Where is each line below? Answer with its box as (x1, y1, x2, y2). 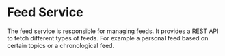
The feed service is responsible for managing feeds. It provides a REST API (7, 27, 219, 35)
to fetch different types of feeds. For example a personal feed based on (7, 34, 209, 42)
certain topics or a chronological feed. (7, 41, 115, 49)
